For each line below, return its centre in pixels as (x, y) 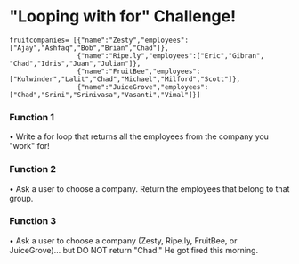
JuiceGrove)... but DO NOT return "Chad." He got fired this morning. (134, 250)
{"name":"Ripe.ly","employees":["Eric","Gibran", (171, 55)
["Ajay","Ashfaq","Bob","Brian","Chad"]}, (89, 48)
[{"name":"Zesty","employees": (131, 40)
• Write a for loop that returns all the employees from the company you (139, 136)
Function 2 (32, 169)
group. (21, 198)
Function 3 (33, 221)
